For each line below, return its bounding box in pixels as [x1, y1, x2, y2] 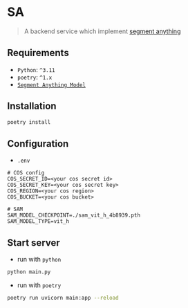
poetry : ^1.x [17, 73, 53, 81]
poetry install [7, 118, 51, 125]
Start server [7, 237, 60, 248]
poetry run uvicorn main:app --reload [7, 294, 119, 301]
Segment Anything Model [17, 81, 86, 89]
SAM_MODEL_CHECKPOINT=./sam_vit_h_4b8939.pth [7, 212, 140, 219]
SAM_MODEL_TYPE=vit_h [7, 218, 70, 225]
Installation [7, 100, 57, 112]
